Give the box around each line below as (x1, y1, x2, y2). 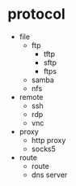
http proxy (31, 135, 66, 145)
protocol (7, 5, 65, 24)
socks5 (31, 144, 56, 154)
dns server (31, 170, 68, 180)
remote (19, 92, 44, 102)
